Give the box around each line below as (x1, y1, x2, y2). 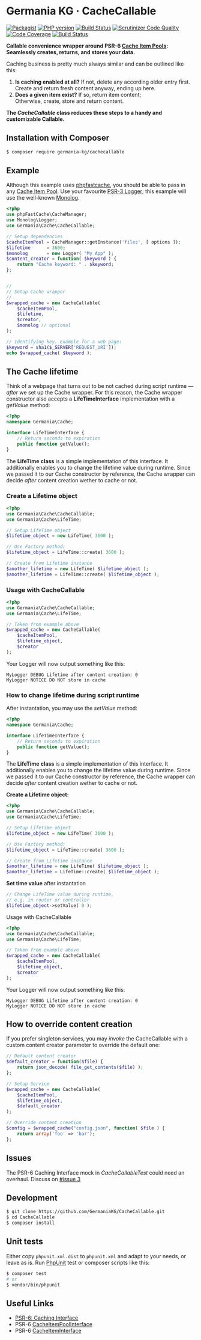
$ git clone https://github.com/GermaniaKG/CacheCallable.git (6, 1209, 165, 1215)
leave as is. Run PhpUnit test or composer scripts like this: (6, 1259, 150, 1266)
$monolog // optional (17, 322, 71, 328)
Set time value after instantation (6, 880, 86, 887)
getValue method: (6, 402, 50, 409)
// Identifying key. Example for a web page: (6, 339, 122, 345)
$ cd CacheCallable (6, 1214, 55, 1220)
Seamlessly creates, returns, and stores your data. (6, 48, 136, 55)
